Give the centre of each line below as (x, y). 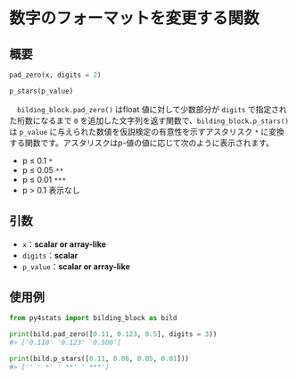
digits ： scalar (50, 255)
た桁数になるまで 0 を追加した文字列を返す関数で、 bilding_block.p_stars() (149, 120)
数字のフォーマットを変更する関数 (135, 18)
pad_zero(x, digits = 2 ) (55, 75)
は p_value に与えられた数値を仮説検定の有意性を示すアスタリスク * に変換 (147, 131)
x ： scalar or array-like (64, 244)
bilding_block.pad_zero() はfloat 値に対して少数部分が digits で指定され (152, 109)
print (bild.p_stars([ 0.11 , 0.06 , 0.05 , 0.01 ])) (99, 358)
